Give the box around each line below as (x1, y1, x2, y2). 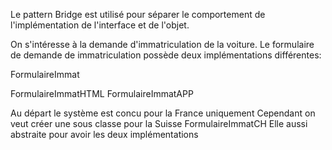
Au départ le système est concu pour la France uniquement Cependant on (10, 107, 316, 119)
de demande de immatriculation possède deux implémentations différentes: (10, 49, 322, 61)
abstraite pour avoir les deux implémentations (10, 129, 199, 140)
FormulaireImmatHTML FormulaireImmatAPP (10, 88, 194, 99)
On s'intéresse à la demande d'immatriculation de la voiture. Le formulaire (10, 39, 315, 50)
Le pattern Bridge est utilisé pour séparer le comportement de (10, 9, 266, 20)
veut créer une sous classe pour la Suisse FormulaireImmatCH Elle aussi (10, 118, 308, 129)
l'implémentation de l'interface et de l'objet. (10, 19, 190, 31)
